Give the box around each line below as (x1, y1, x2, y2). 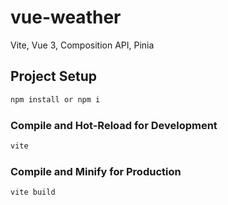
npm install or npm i (10, 94, 101, 105)
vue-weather (10, 6, 122, 29)
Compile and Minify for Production (10, 164, 182, 178)
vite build (10, 187, 56, 198)
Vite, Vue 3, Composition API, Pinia (10, 39, 155, 51)
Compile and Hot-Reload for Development (10, 118, 218, 132)
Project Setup (10, 68, 98, 85)
